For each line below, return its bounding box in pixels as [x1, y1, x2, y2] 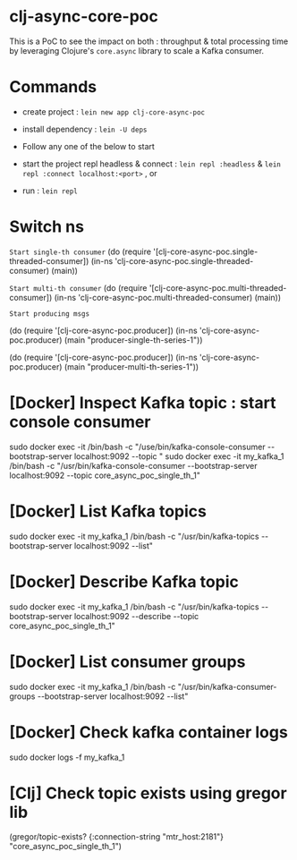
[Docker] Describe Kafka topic [9, 571, 239, 592]
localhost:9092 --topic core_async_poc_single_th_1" [9, 470, 201, 481]
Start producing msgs [9, 309, 90, 319]
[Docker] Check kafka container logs [9, 722, 288, 742]
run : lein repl [21, 185, 78, 196]
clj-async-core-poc [9, 6, 158, 27]
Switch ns [9, 217, 85, 237]
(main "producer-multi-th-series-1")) [64, 361, 199, 372]
